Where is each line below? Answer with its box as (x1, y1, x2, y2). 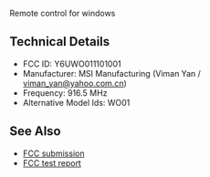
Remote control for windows (9, 8, 116, 18)
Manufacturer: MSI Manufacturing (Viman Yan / (22, 68, 201, 78)
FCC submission (22, 148, 85, 159)
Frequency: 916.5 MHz (22, 87, 108, 99)
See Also (9, 123, 61, 140)
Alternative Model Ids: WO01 (22, 97, 131, 108)
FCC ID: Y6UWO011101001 (22, 58, 121, 69)
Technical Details (9, 34, 110, 49)
